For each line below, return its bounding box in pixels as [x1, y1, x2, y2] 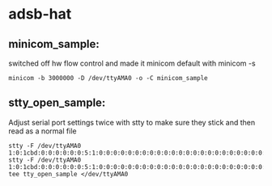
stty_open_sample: [8, 96, 106, 110]
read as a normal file [8, 126, 77, 136]
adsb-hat [8, 5, 72, 23]
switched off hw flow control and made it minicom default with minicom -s [8, 58, 257, 68]
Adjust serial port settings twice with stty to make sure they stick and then [8, 117, 256, 127]
